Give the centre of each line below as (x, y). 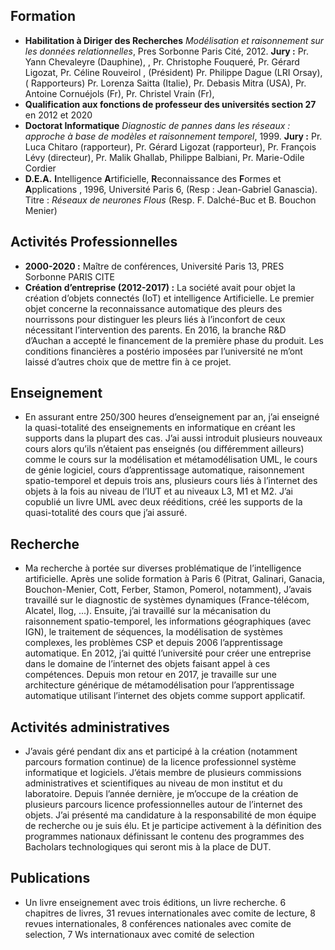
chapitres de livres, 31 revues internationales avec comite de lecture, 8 (170, 913)
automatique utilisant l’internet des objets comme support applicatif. (165, 696)
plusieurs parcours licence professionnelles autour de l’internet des (163, 805)
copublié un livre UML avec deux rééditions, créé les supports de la (163, 502)
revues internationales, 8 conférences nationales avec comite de (158, 923)
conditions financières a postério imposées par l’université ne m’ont (163, 351)
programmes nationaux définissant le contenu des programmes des (164, 836)
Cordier (40, 168)
